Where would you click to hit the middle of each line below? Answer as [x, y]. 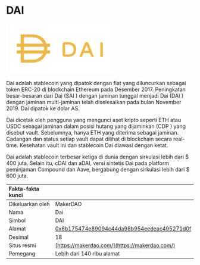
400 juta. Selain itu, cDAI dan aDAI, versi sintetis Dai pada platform [88, 163]
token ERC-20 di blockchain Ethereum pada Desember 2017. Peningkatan [96, 89]
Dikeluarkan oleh [29, 204]
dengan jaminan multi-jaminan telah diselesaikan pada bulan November [94, 102]
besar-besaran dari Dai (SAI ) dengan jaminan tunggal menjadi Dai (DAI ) [95, 95]
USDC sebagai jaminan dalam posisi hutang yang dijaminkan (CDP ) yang [96, 126]
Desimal [18, 237]
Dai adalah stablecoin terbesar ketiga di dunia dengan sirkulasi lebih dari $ [98, 157]
